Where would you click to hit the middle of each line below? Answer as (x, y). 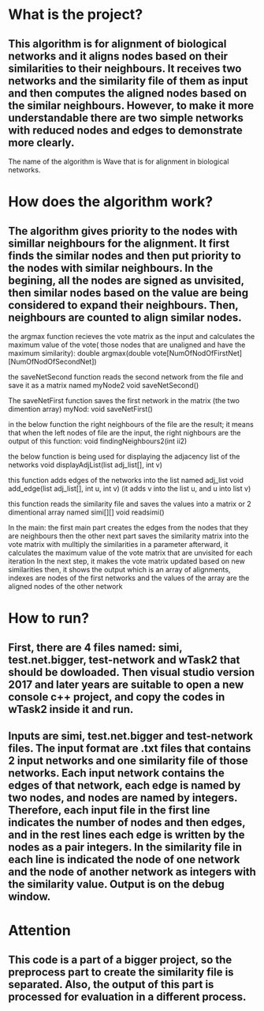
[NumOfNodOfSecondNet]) (52, 362)
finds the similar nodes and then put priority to (125, 256)
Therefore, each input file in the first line (109, 810)
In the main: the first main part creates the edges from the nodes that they (128, 528)
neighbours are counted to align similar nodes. (125, 317)
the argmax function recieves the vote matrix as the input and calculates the (132, 336)
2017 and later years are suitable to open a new (126, 684)
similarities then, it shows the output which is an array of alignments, (119, 570)
